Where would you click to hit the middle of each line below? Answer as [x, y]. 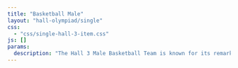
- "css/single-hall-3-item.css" [62, 34]
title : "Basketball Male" [45, 14]
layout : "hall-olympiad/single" [55, 21]
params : [19, 47]
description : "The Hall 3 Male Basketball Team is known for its [112, 54]
